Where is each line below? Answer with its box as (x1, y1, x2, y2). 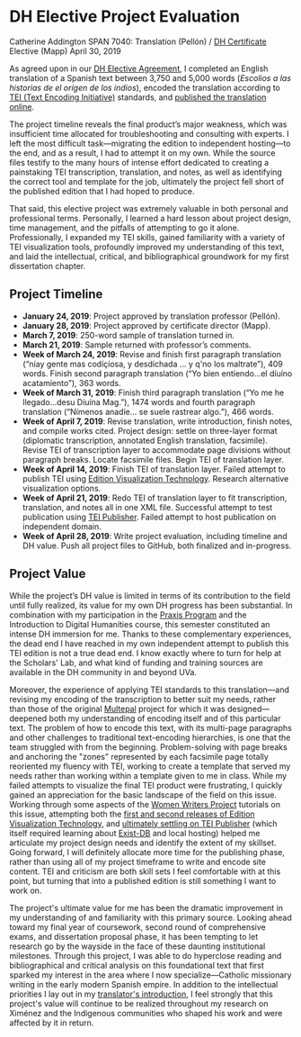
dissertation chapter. (9, 260, 86, 271)
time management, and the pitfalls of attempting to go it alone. (9, 222, 240, 233)
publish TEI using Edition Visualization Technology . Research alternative (22, 473, 289, 483)
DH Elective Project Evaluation (9, 6, 241, 27)
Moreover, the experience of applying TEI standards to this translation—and (9, 684, 290, 695)
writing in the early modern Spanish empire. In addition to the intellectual (9, 978, 279, 989)
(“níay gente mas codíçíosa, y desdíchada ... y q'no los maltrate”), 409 (22, 358, 283, 369)
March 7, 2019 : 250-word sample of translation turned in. (22, 329, 235, 340)
